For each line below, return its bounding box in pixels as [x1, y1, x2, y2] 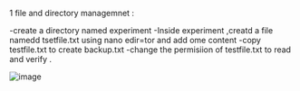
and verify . [9, 54, 53, 64]
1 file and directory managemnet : [9, 8, 134, 18]
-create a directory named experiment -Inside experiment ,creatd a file [9, 25, 274, 35]
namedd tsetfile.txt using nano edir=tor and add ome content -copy [9, 35, 261, 45]
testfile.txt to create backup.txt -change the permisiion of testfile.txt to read [9, 44, 292, 55]
